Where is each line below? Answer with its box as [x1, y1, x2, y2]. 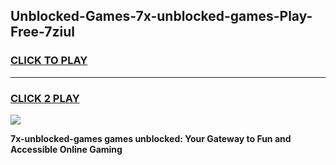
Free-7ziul [10, 24, 75, 41]
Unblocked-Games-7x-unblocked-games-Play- [10, 8, 313, 25]
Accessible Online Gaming [10, 143, 123, 155]
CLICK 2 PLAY [10, 91, 80, 105]
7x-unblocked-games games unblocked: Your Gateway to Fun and [10, 132, 292, 144]
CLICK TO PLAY [10, 54, 88, 68]
